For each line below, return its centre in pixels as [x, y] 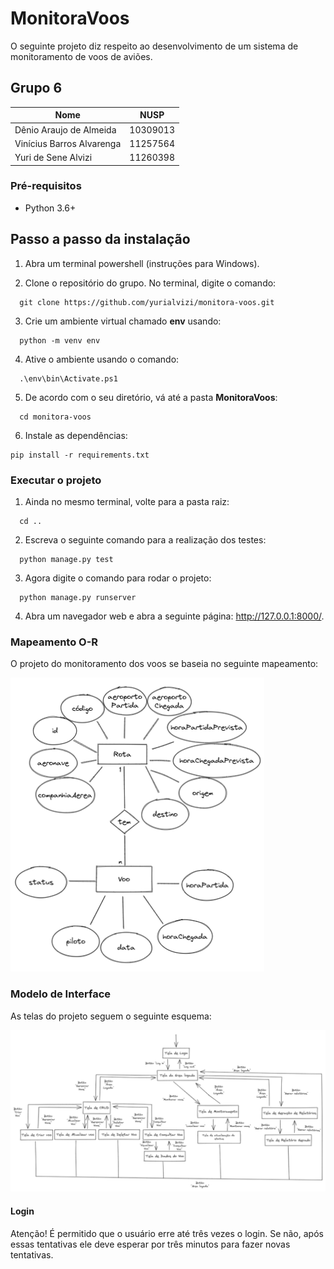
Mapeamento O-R [54, 642]
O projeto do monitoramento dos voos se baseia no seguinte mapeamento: [164, 664]
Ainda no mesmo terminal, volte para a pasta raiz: [127, 501]
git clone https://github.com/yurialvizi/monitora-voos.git [147, 302]
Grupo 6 [36, 88]
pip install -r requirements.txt [80, 455]
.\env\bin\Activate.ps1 [68, 378]
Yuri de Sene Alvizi [53, 157]
